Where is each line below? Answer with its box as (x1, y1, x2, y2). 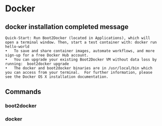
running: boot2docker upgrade (5, 62, 69, 66)
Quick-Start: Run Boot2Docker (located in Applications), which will (5, 35, 151, 40)
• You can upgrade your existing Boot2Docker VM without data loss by (5, 57, 157, 62)
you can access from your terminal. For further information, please (5, 70, 153, 75)
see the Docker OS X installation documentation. (5, 74, 109, 79)
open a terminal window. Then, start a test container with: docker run (5, 40, 157, 45)
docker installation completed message (5, 23, 129, 31)
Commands (5, 88, 42, 96)
